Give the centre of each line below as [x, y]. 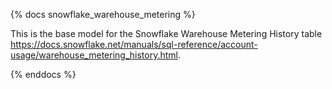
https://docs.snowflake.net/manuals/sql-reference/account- [134, 44]
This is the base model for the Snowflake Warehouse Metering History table [166, 33]
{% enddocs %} [43, 74]
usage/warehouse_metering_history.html [94, 55]
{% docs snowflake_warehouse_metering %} [103, 14]
